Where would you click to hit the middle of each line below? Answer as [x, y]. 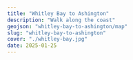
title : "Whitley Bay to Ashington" [58, 13]
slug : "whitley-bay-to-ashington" [57, 33]
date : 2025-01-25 [32, 46]
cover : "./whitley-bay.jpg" [48, 39]
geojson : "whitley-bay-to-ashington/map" [68, 26]
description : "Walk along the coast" [61, 20]
